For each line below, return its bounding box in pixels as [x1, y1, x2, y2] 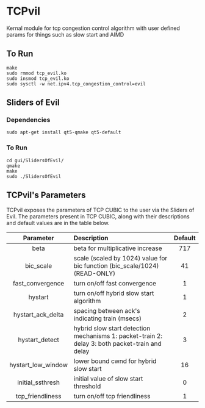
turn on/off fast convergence [73, 279, 157, 287]
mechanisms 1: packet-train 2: [73, 331, 163, 340]
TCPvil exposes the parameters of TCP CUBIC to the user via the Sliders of [6, 206, 195, 213]
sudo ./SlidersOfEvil [6, 173, 62, 179]
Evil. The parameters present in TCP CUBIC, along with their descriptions [6, 212, 190, 220]
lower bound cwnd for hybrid [73, 357, 157, 365]
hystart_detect [18, 335, 60, 344]
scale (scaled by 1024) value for [73, 254, 168, 262]
